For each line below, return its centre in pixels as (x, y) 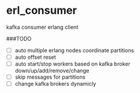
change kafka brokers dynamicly (55, 84)
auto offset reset (35, 57)
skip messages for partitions (50, 77)
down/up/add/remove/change (52, 71)
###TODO (19, 38)
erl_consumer (41, 10)
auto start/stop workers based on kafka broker (72, 64)
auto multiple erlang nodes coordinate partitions (74, 50)
